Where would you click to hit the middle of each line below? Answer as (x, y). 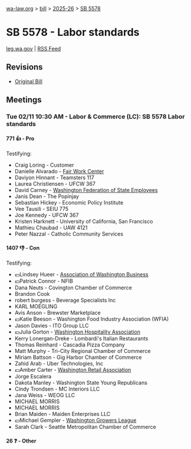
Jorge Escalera (33, 377)
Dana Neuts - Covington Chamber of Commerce (73, 288)
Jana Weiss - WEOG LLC (45, 395)
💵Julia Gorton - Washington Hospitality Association (77, 332)
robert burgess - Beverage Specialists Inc (65, 301)
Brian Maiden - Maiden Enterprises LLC (62, 414)
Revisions (24, 67)
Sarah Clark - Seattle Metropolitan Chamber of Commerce (85, 427)
